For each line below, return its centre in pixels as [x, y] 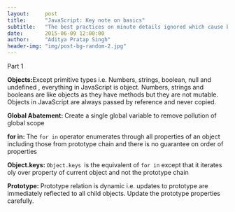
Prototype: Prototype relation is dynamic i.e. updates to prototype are [108, 186]
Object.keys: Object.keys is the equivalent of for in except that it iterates [115, 165]
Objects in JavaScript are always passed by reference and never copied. [112, 102]
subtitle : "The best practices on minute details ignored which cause [115, 27]
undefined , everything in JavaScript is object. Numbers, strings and [106, 87]
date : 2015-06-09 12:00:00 [56, 33]
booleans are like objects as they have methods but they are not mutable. [113, 94]
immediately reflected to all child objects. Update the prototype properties [114, 193]
